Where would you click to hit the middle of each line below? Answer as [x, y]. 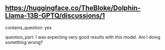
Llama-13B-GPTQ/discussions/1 [55, 16]
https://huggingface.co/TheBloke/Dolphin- [73, 8]
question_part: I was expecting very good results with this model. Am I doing [83, 37]
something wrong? [24, 42]
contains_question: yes [28, 27]
